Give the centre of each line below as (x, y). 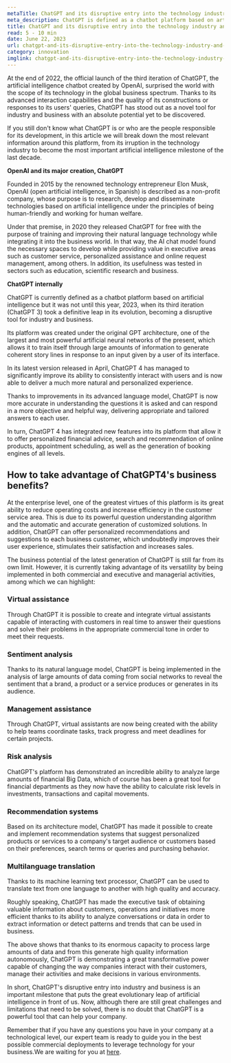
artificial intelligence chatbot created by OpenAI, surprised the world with (111, 85)
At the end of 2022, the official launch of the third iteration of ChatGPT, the (113, 78)
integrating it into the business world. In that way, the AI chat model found (112, 241)
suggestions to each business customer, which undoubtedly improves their (113, 539)
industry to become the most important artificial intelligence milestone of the (115, 150)
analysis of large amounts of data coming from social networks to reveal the (115, 677)
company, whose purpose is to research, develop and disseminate (101, 199)
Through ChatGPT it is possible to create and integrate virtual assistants (109, 614)
